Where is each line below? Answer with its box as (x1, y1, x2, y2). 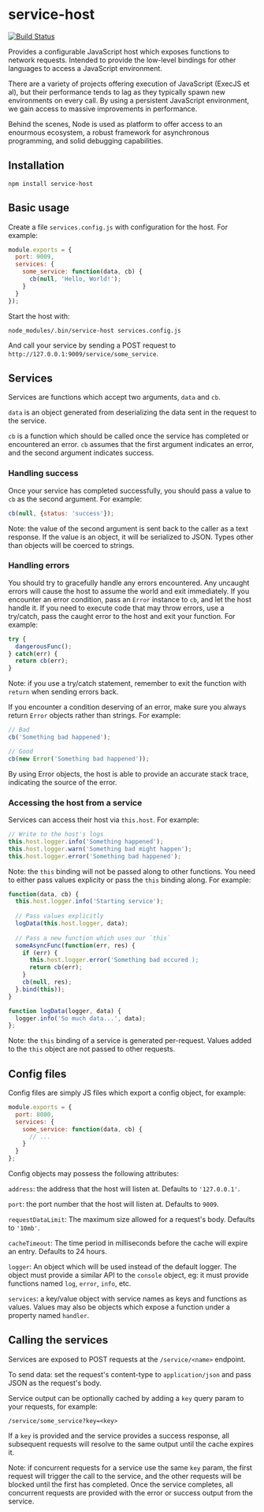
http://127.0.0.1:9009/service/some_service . (8, 348, 159, 358)
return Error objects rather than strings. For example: (8, 711, 181, 721)
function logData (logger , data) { (8, 1007, 122, 1015)
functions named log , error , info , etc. (8, 1279, 132, 1288)
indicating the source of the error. (8, 777, 117, 787)
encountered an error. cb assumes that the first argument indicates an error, (8, 440, 255, 449)
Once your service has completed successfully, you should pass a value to (8, 486, 251, 495)
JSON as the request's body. (8, 1378, 102, 1387)
